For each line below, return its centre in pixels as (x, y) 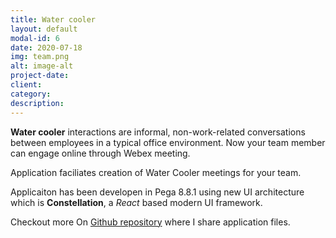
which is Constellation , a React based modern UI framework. (136, 202)
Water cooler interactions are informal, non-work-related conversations (158, 132)
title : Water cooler (53, 19)
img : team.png (40, 57)
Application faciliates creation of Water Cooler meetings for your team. (156, 172)
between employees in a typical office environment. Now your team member (168, 142)
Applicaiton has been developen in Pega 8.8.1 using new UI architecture (157, 192)
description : (37, 103)
